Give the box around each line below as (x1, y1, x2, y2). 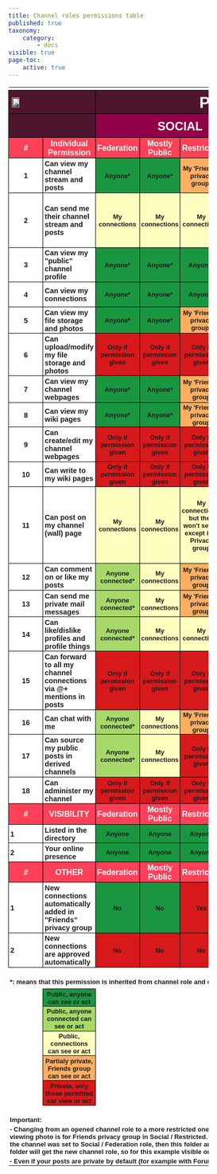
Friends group (47, 1064, 91, 1073)
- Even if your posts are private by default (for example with (10, 1156, 192, 1165)
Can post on (45, 513, 87, 522)
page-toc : (8, 57, 41, 65)
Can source (45, 736, 84, 745)
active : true (22, 64, 66, 72)
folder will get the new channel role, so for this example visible (10, 1147, 202, 1156)
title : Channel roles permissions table (8, 11, 145, 20)
